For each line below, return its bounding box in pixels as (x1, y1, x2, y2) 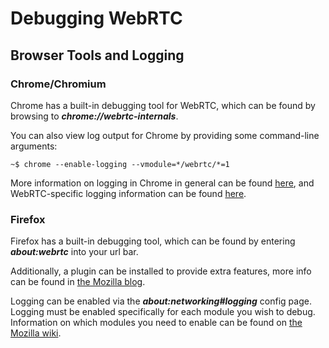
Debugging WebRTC (10, 7, 183, 30)
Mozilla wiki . (10, 327, 62, 339)
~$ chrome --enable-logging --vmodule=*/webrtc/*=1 (10, 159, 230, 169)
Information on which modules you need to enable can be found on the (10, 317, 303, 329)
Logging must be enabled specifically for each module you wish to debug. (10, 306, 316, 318)
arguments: (10, 140, 58, 152)
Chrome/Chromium (10, 77, 107, 91)
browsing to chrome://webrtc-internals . (10, 110, 179, 122)
